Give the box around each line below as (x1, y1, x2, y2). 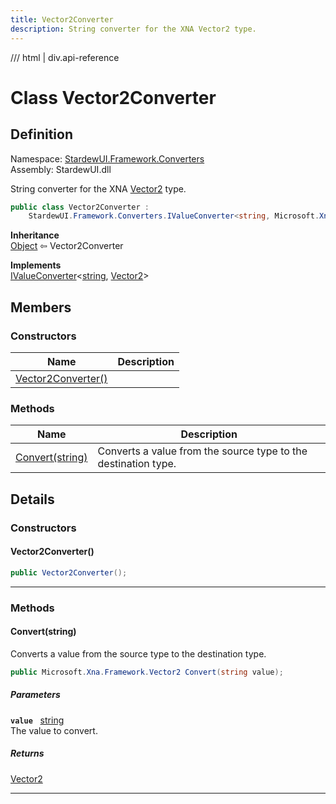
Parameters (10, 689, 61, 701)
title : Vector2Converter (10, 14, 114, 25)
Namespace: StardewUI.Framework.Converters (10, 152, 205, 165)
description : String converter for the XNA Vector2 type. (10, 24, 257, 34)
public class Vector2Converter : (10, 202, 150, 212)
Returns (10, 747, 45, 760)
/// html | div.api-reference (10, 51, 120, 63)
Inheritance (10, 229, 60, 241)
